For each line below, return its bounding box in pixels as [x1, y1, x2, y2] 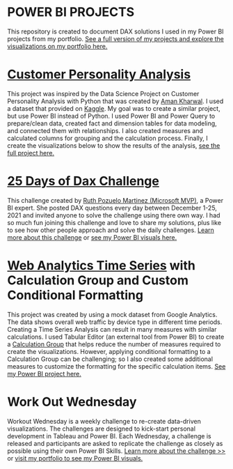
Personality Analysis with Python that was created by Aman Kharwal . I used [7, 97, 224, 105]
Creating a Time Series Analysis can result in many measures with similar [7, 325, 217, 333]
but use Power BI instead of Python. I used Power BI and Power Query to [7, 112, 216, 120]
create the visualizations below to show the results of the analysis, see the [7, 141, 220, 150]
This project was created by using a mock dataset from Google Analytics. [7, 310, 218, 318]
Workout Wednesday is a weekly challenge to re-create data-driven [7, 417, 202, 425]
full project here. [7, 148, 54, 157]
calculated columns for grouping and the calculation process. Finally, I [7, 134, 209, 142]
